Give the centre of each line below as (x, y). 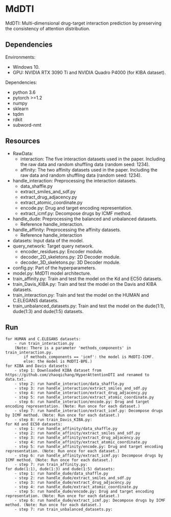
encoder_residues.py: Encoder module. (62, 251)
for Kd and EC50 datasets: (34, 424)
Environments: (20, 57)
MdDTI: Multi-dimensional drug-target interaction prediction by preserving (83, 23)
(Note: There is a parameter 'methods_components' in (73, 348)
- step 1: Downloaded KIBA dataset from (58, 370)
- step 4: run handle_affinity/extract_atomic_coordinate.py (81, 442)
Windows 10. (26, 67)
